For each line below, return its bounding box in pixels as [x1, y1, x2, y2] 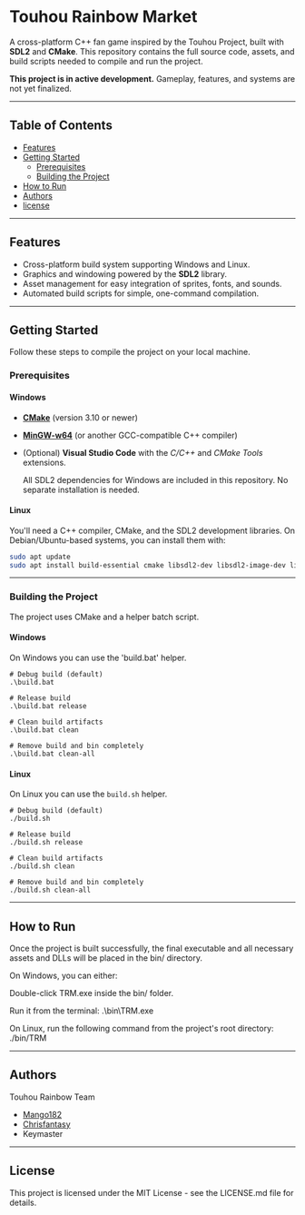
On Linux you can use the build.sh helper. [9, 788, 168, 800]
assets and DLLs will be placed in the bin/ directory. [9, 952, 202, 963]
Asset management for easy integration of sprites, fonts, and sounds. [22, 278, 282, 289]
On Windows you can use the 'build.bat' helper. [9, 652, 187, 663]
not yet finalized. [9, 83, 73, 94]
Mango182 [22, 1109, 62, 1120]
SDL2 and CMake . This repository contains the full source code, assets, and [9, 45, 295, 56]
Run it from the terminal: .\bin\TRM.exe [9, 1005, 154, 1016]
